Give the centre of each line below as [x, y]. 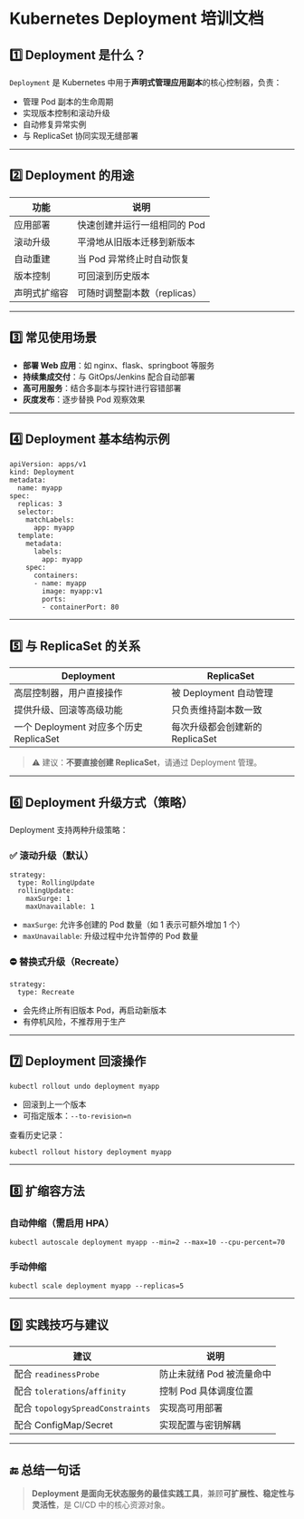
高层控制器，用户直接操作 [69, 693]
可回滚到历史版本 [114, 276]
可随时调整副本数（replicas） [139, 293]
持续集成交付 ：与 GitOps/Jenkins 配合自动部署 [109, 377]
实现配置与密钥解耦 [200, 1426]
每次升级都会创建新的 [217, 727]
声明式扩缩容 [42, 293]
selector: [36, 512]
